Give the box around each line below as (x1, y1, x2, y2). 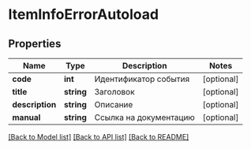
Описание (94, 99, 133, 110)
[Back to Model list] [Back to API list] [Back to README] (8, 132, 189, 141)
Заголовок (94, 87, 136, 97)
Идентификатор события (94, 73, 190, 84)
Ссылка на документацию (94, 112, 196, 123)
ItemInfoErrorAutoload (8, 6, 159, 24)
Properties (8, 37, 62, 50)
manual (12, 112, 41, 123)
